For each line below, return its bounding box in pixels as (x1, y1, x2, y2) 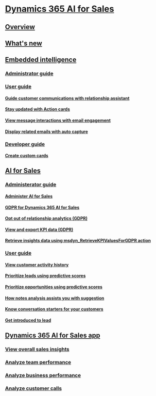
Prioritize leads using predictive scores (5, 273, 86, 279)
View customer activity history (5, 262, 69, 267)
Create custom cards (5, 153, 49, 159)
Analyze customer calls (5, 385, 62, 392)
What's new (5, 39, 42, 47)
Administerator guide (5, 181, 57, 188)
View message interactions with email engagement (5, 117, 111, 123)
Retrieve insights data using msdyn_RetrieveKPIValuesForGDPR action (5, 238, 151, 244)
